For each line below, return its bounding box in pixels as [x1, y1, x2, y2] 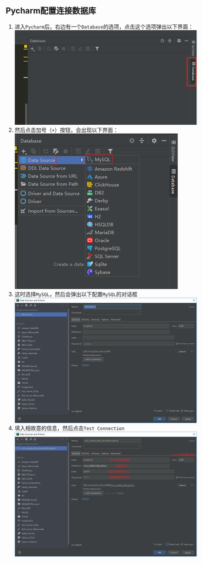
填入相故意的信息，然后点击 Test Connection [14, 424, 125, 432]
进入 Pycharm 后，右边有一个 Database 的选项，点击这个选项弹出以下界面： [14, 23, 194, 30]
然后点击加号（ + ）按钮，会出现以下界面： [14, 127, 119, 134]
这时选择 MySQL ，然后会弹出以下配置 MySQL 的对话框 [14, 291, 138, 298]
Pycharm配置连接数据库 [5, 5, 96, 16]
